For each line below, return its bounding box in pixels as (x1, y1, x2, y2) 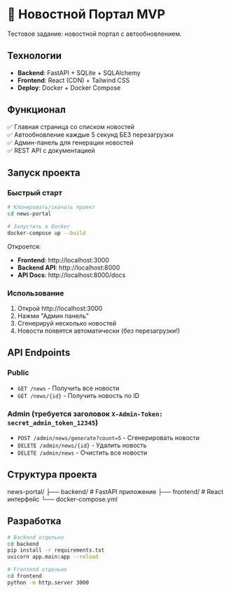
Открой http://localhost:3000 (17, 305, 103, 313)
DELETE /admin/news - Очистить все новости (17, 448, 148, 457)
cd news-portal (7, 211, 52, 218)
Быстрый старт (7, 187, 63, 197)
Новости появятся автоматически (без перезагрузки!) (17, 326, 181, 335)
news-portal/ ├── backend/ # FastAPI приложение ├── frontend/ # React (7, 487, 224, 495)
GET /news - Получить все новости (17, 384, 120, 392)
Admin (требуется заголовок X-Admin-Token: (7, 408, 163, 418)
